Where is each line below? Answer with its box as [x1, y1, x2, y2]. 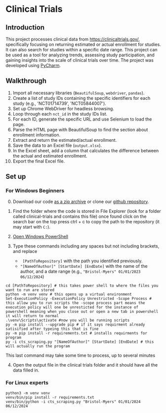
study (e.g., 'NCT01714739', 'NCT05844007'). [12, 100, 107, 106]
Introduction [5, 23, 45, 32]
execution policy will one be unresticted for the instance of [5, 305, 139, 310]
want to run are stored [5, 288, 55, 292]
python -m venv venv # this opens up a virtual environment [5, 291, 132, 297]
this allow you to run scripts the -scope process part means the [5, 300, 145, 305]
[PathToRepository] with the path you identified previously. [22, 258, 143, 264]
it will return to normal [5, 313, 59, 318]
